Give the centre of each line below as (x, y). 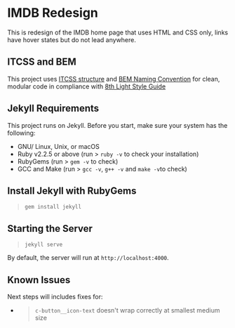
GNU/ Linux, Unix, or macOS (58, 146)
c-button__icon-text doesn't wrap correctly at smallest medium (127, 310)
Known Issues (39, 280)
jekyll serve (43, 245)
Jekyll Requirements (53, 109)
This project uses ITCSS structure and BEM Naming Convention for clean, (114, 79)
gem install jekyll (53, 207)
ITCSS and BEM (42, 62)
